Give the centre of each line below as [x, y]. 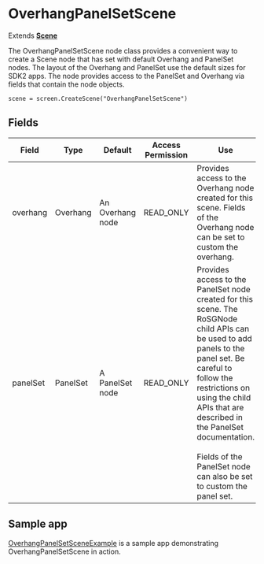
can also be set [224, 476]
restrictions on [223, 388]
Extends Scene [33, 35]
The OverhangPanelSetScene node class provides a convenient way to [123, 50]
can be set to [220, 237]
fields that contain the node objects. [66, 84]
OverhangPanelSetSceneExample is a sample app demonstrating [113, 543]
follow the [214, 377]
